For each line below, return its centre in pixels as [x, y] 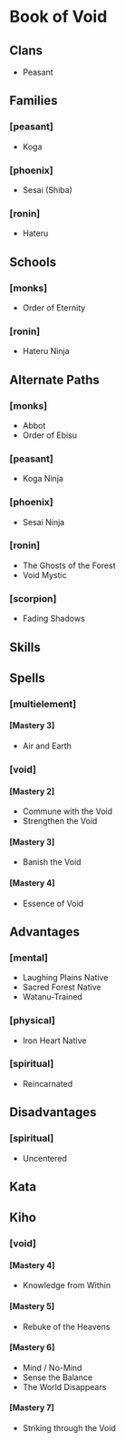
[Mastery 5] [32, 1306]
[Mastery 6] [32, 1347]
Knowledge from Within [67, 1285]
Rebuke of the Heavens [66, 1326]
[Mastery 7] [32, 1407]
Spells [27, 678]
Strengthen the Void [60, 821]
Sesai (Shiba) [47, 189]
